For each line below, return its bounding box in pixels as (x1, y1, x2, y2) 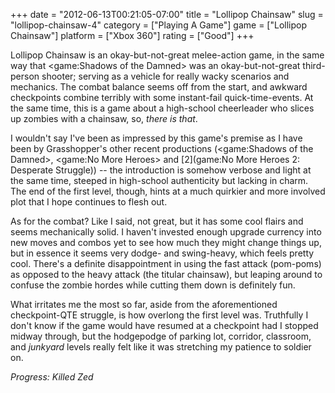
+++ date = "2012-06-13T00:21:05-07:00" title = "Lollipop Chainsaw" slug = (10, 9, 324, 20)
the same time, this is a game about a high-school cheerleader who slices (10, 102, 315, 114)
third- (302, 60, 326, 71)
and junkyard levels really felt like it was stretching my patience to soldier (10, 341, 312, 353)
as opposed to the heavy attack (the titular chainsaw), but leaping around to (10, 269, 323, 280)
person (10, 70, 40, 82)
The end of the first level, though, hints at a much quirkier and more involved (10, 185, 326, 197)
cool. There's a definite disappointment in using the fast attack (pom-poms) (10, 258, 322, 269)
